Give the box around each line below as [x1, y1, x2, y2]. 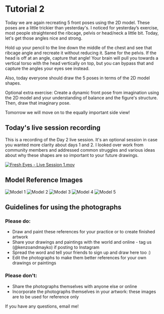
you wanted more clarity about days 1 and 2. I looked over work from [5, 142, 143, 148]
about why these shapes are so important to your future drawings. [5, 152, 139, 158]
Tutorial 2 [5, 3, 45, 15]
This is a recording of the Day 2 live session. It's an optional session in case [5, 136, 158, 142]
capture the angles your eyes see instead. [5, 65, 90, 71]
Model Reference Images [5, 176, 83, 184]
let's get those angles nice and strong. [5, 35, 82, 41]
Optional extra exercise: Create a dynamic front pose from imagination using [5, 90, 159, 95]
